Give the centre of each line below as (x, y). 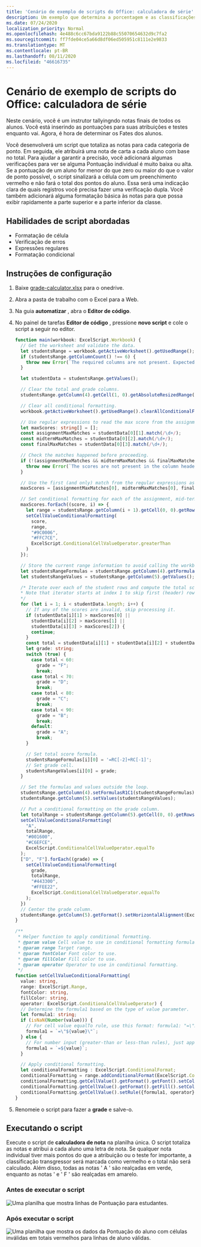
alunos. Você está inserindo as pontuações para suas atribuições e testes (97, 127)
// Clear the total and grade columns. (70, 390)
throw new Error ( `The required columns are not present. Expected (110, 362)
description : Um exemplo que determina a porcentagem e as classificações (101, 17)
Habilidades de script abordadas (68, 221)
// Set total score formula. (62, 754)
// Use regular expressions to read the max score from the (97, 422)
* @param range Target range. (55, 948)
